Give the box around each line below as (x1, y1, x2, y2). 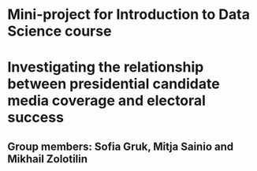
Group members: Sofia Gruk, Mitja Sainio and (7, 139, 234, 153)
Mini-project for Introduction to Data (7, 6, 250, 24)
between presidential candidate (7, 75, 220, 93)
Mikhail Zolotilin (7, 152, 88, 165)
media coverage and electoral (7, 92, 207, 110)
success (7, 109, 65, 127)
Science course (7, 22, 112, 40)
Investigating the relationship (7, 58, 204, 76)
